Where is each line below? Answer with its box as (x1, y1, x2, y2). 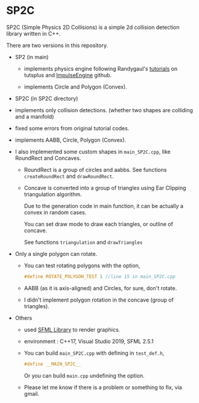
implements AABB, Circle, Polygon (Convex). (14, 136, 127, 144)
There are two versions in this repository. (6, 42, 109, 49)
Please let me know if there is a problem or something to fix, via (24, 384, 182, 391)
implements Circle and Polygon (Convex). (24, 83, 128, 90)
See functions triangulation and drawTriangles (24, 238, 143, 246)
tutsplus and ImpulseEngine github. (24, 71, 112, 78)
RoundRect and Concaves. (14, 154, 81, 162)
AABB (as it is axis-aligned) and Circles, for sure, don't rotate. (24, 284, 177, 291)
